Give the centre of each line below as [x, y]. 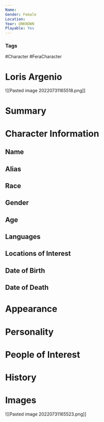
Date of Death [27, 288]
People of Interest [43, 354]
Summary [26, 111]
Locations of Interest [38, 254]
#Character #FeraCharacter [34, 57]
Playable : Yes [20, 28]
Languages [23, 237]
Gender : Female [21, 14]
